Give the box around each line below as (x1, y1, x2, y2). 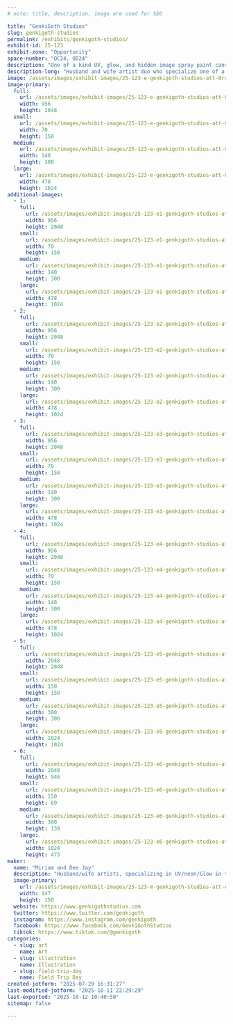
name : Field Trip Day (19, 974, 82, 982)
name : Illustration (19, 961, 76, 968)
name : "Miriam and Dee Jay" (13, 864, 95, 871)
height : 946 (25, 773, 60, 780)
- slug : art (13, 942, 49, 949)
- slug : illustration (13, 954, 76, 961)
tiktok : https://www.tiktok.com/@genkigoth (13, 929, 141, 936)
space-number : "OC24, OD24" (7, 55, 89, 63)
